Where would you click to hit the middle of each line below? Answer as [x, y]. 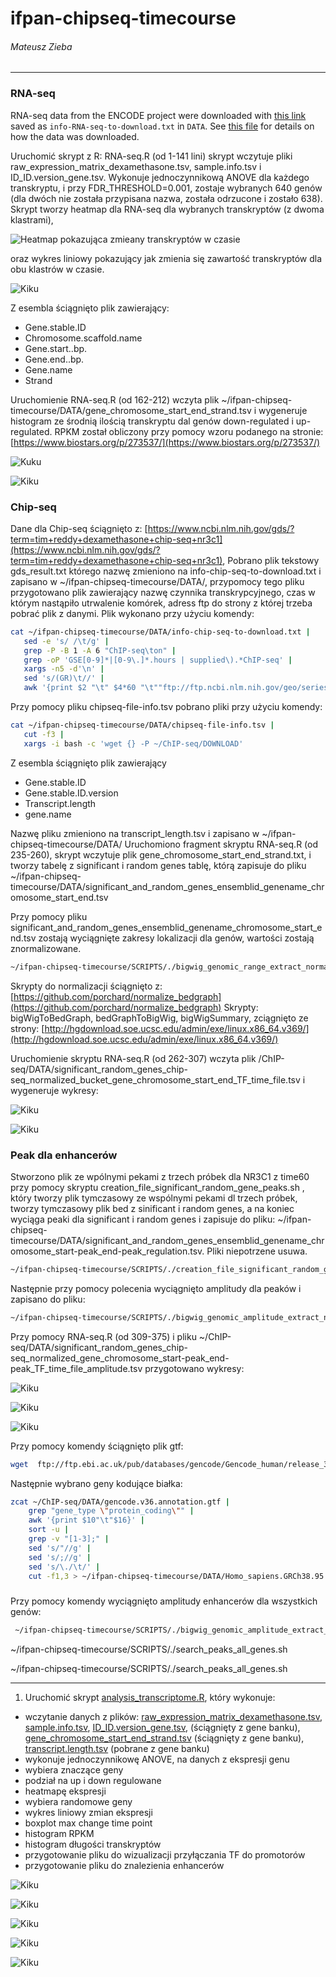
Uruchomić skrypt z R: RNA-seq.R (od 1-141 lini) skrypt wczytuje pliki [151, 156]
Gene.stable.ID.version [71, 793]
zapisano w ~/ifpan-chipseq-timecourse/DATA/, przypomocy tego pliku [157, 581]
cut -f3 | [44, 734]
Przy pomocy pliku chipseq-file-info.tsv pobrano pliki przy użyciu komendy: [166, 707]
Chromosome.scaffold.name [83, 338]
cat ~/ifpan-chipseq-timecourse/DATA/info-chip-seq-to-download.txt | [160, 632]
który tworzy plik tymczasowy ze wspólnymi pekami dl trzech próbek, [154, 1198]
